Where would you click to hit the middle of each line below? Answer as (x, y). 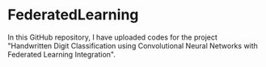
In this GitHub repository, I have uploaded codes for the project (112, 37)
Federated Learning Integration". (62, 54)
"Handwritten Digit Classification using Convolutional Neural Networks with (133, 45)
